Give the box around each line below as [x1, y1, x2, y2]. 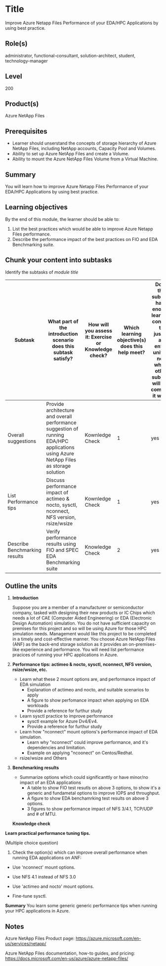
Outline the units [5, 582, 58, 590]
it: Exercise [85, 333, 112, 340]
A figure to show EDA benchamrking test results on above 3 [27, 795, 149, 801]
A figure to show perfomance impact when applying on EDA [27, 697, 149, 703]
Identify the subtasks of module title [5, 269, 79, 275]
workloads [27, 703, 48, 709]
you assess [84, 327, 113, 334]
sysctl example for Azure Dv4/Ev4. [27, 719, 98, 724]
